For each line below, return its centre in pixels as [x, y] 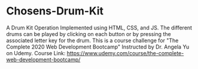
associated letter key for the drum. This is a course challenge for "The [92, 40]
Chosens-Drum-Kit [55, 11]
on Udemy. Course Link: [36, 53]
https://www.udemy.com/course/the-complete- [125, 53]
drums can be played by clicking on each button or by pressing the [89, 34]
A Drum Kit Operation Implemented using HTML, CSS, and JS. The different [99, 28]
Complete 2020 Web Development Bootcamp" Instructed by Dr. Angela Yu [98, 47]
